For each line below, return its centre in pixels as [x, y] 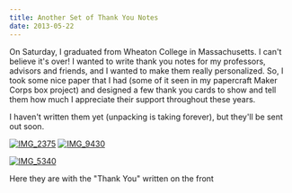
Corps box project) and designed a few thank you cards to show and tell [143, 90]
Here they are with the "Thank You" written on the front [111, 178]
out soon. [27, 126]
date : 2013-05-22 [42, 26]
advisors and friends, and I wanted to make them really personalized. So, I [146, 70]
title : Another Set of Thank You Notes [84, 18]
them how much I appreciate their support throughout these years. [133, 99]
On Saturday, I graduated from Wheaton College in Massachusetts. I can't [146, 51]
